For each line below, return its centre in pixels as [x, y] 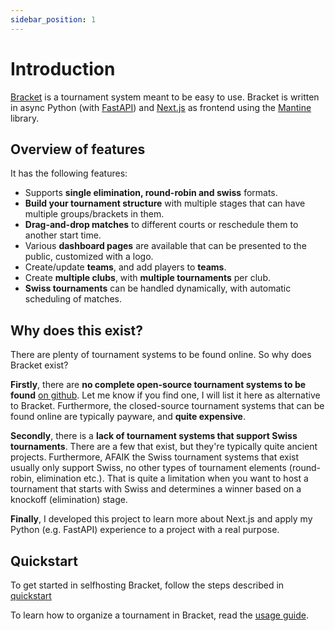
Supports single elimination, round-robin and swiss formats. [151, 193]
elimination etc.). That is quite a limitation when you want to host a [172, 478]
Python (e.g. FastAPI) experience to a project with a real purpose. [145, 530]
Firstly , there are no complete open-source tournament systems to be [158, 385]
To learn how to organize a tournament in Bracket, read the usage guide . [159, 615]
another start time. [63, 235]
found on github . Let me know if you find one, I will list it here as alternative [165, 395]
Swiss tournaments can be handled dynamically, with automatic [158, 288]
